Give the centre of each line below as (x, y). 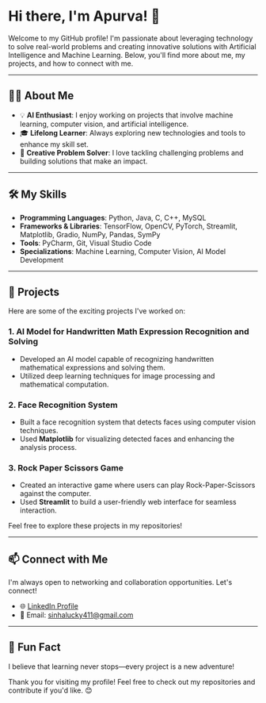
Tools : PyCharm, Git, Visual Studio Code (85, 243)
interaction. (38, 510)
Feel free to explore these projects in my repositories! (95, 526)
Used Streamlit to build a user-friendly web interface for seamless (128, 502)
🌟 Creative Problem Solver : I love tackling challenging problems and (131, 152)
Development (42, 259)
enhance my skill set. (54, 144)
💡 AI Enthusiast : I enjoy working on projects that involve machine (126, 115)
